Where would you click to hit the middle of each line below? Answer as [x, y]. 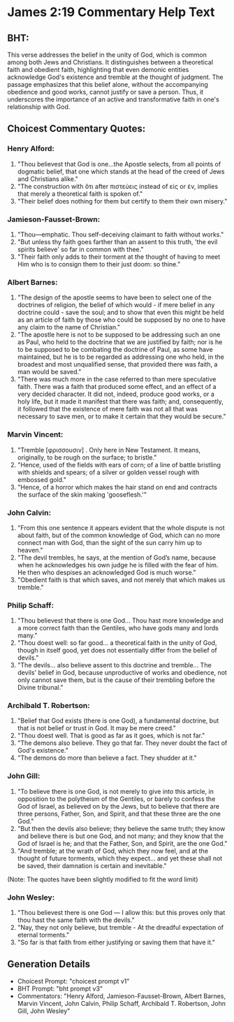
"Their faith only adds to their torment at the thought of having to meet [119, 257]
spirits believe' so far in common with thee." [80, 249]
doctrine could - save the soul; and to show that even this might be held [121, 313]
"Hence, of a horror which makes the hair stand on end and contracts [117, 487]
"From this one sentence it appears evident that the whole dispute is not [121, 527]
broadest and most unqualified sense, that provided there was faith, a [117, 364]
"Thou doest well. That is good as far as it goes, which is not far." [111, 736]
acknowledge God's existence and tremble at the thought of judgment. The [115, 77]
